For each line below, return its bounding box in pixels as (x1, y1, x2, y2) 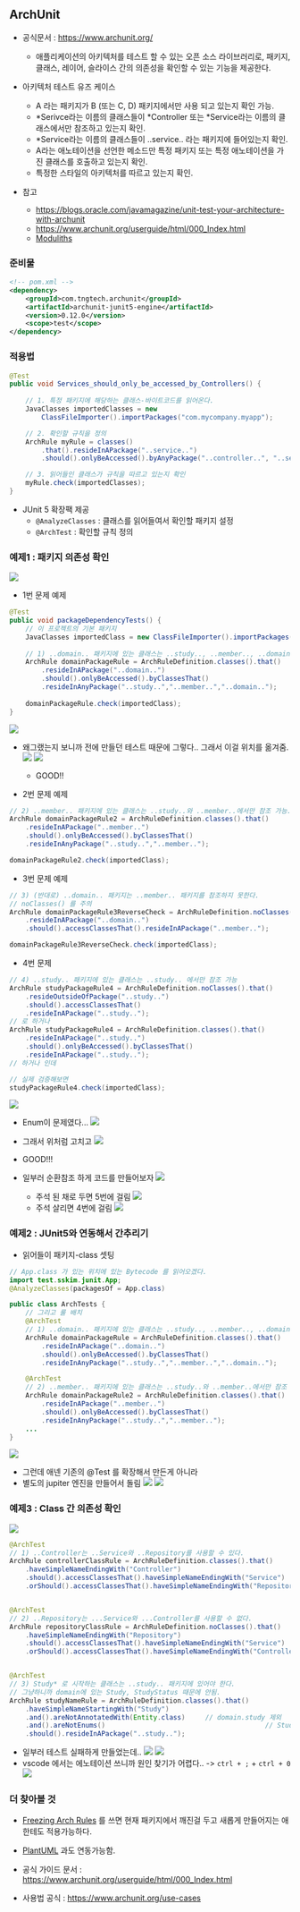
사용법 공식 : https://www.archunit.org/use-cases (21, 1892, 201, 1904)
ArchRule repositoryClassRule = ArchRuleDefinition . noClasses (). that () (9, 1622, 281, 1631)
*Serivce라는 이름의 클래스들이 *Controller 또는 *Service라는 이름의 (35, 111, 277, 122)
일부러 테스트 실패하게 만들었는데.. (21, 1746, 142, 1757)
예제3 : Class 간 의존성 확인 (9, 1502, 122, 1515)
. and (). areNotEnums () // (25, 1721, 274, 1730)
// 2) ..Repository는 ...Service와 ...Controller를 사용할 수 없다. (9, 1614, 253, 1623)
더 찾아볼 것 (9, 1793, 56, 1806)
